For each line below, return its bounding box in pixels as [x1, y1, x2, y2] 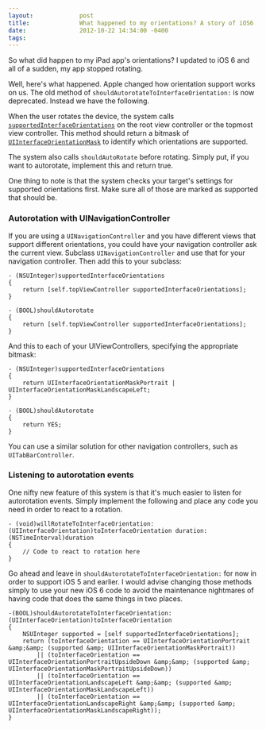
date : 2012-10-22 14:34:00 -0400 [8, 26, 169, 34]
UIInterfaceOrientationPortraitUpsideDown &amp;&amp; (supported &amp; [8, 658, 250, 665]
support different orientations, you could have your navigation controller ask [8, 239, 257, 249]
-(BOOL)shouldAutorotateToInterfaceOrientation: [8, 609, 172, 617]
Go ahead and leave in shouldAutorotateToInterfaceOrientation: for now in [8, 569, 256, 578]
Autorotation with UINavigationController [8, 213, 171, 224]
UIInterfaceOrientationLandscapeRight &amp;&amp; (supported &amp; [8, 700, 237, 708]
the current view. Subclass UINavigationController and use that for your [8, 248, 246, 257]
